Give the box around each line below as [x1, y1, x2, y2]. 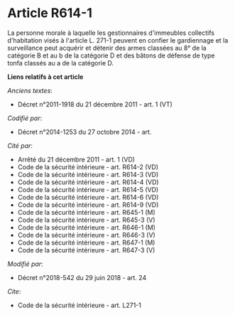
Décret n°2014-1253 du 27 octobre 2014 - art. [17, 127, 152, 136]
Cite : [7, 287, 21, 296]
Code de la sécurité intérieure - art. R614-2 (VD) [17, 162, 158, 171]
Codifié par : [7, 114, 43, 122]
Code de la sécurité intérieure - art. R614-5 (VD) [17, 185, 159, 193]
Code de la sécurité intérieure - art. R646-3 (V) [17, 230, 156, 239]
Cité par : [7, 141, 33, 150]
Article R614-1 [7, 5, 92, 21]
